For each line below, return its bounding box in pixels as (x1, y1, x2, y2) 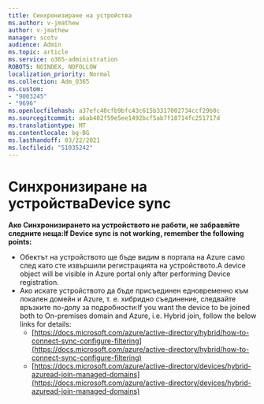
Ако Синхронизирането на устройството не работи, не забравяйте (8, 220, 240, 230)
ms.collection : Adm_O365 (8, 77, 90, 85)
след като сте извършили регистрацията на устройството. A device (19, 261, 246, 271)
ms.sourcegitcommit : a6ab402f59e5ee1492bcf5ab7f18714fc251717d (8, 114, 221, 122)
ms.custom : (8, 84, 44, 93)
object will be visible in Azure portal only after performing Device (19, 269, 231, 279)
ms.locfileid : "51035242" (8, 144, 93, 151)
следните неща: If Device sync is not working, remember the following (8, 229, 244, 238)
